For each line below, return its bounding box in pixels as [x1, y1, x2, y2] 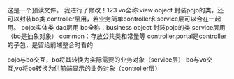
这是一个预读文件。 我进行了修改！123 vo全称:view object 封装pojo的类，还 [7, 6, 224, 14]
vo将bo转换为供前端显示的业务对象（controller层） [15, 64, 161, 72]
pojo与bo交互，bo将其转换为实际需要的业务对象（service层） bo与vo [7, 55, 207, 64]
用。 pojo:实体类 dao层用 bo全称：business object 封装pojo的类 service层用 [7, 24, 226, 31]
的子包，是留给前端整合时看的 [7, 41, 93, 49]
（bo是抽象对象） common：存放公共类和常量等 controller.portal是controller [7, 32, 227, 40]
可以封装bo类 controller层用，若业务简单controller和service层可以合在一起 [7, 15, 221, 23]
